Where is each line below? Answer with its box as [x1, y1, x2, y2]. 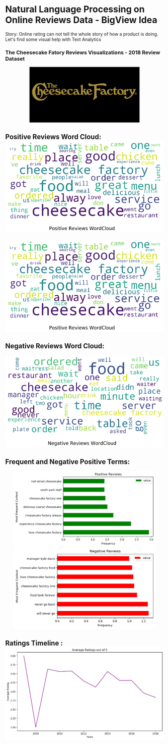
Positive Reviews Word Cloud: [5, 132, 102, 141]
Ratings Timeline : [5, 639, 63, 647]
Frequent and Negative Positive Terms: [5, 457, 130, 466]
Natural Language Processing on [5, 4, 145, 15]
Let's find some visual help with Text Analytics [5, 36, 102, 42]
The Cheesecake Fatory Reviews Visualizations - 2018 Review [5, 49, 160, 56]
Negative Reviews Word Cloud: [5, 342, 105, 350]
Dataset [5, 55, 25, 62]
